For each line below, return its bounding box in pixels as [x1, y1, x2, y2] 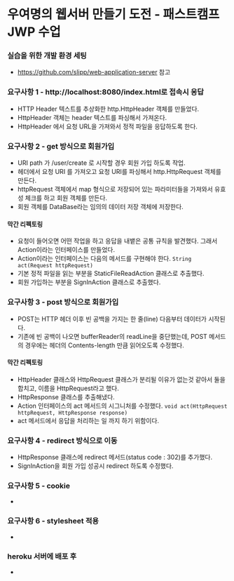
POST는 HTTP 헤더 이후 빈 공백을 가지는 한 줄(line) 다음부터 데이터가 [17, 314, 207, 323]
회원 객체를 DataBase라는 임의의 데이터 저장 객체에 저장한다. [17, 203, 184, 211]
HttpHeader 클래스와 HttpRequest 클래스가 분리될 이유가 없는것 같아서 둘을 [17, 375, 226, 383]
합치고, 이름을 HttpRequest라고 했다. [17, 384, 119, 392]
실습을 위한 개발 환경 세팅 [7, 51, 88, 60]
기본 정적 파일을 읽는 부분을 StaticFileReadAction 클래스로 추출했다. [17, 269, 205, 278]
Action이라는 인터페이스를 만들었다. [17, 246, 116, 254]
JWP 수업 [7, 24, 61, 40]
